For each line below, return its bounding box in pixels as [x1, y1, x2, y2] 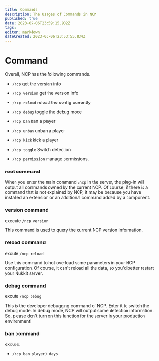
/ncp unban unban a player [12, 127, 65, 134]
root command [5, 168, 40, 175]
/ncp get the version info [12, 81, 61, 86]
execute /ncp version [5, 218, 48, 223]
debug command [5, 282, 46, 289]
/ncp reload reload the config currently [12, 99, 91, 105]
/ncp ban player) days [12, 352, 58, 357]
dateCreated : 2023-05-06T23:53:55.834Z [5, 34, 86, 39]
